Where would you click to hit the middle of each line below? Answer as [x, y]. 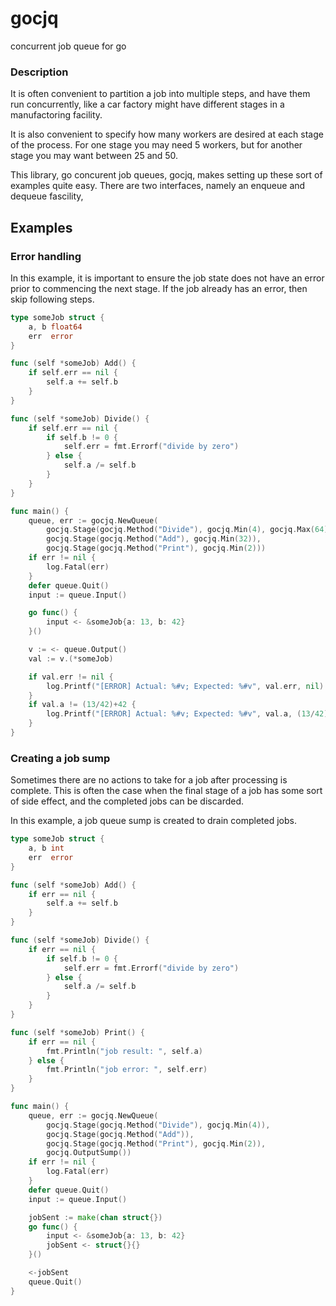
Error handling [46, 256]
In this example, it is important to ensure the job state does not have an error [167, 278]
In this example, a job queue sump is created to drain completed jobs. [153, 821]
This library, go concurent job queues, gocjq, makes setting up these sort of [166, 175]
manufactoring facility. [56, 115]
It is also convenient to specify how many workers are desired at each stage [167, 134]
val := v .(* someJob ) [71, 658]
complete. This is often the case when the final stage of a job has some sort [166, 791]
